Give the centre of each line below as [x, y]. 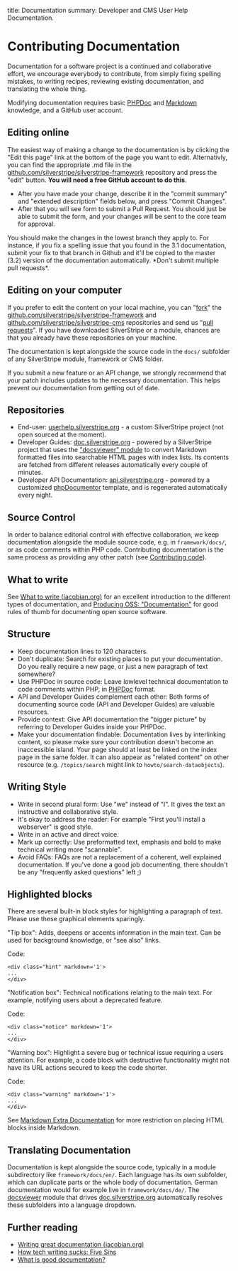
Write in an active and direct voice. [68, 834]
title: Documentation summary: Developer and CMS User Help [98, 10]
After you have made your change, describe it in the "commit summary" [123, 193]
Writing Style [37, 787]
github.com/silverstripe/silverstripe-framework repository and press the [112, 172]
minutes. [30, 473]
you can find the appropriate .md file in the [70, 165]
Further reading [42, 1227]
